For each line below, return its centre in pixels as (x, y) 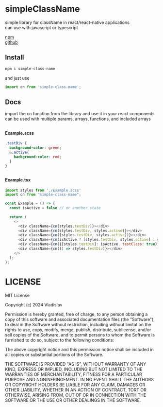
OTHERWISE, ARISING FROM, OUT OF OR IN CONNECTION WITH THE (76, 395)
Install (15, 58)
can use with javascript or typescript (41, 27)
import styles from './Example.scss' (43, 190)
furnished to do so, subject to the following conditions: (59, 340)
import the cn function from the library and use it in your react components (80, 114)
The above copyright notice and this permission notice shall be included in (79, 349)
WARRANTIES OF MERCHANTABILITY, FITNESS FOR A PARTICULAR (73, 374)
